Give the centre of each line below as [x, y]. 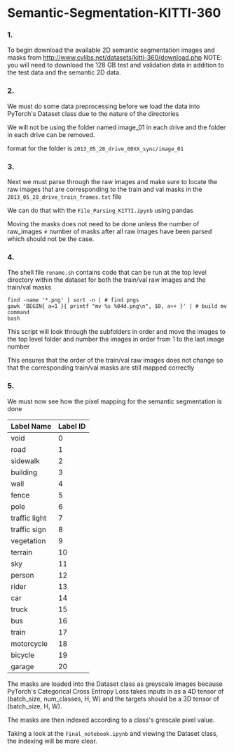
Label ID [72, 426]
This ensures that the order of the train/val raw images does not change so [115, 361]
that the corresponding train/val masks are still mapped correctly [101, 368]
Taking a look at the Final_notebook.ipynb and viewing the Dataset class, [113, 733]
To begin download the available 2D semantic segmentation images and [111, 50]
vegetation [28, 540]
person [22, 575]
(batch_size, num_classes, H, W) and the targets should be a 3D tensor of [113, 699]
